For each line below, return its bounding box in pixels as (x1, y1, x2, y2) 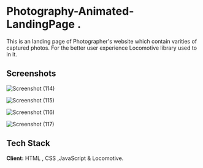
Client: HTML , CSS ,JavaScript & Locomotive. (6, 155, 124, 162)
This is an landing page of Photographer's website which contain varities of (6, 37, 197, 45)
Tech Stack (6, 138, 50, 148)
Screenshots (6, 69, 56, 79)
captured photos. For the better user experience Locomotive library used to (6, 44, 197, 52)
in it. (6, 50, 17, 58)
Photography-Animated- (6, 4, 134, 18)
